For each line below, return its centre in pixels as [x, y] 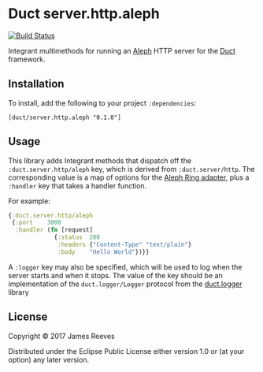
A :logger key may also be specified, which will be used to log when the [125, 267]
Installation [36, 84]
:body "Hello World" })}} [104, 252]
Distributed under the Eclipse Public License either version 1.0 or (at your [126, 351]
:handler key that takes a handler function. [78, 185]
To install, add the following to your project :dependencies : [102, 102]
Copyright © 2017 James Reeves [62, 336]
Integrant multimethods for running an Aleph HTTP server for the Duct [122, 50]
